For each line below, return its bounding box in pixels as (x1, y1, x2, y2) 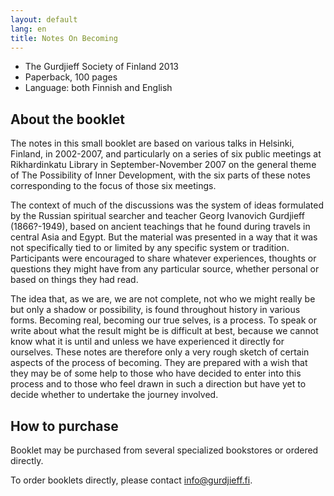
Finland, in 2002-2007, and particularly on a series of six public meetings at (10, 148, 322, 160)
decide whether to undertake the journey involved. (10, 389, 219, 401)
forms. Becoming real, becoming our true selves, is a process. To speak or (10, 314, 317, 326)
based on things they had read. (10, 274, 139, 286)
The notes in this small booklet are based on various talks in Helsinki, (10, 137, 295, 150)
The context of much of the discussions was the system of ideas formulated (10, 199, 324, 211)
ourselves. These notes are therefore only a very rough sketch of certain (10, 346, 310, 358)
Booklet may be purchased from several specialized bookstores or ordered (10, 444, 319, 456)
